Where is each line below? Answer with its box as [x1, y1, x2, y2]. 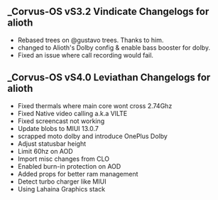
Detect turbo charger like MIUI [17, 177, 107, 186]
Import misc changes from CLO [17, 154, 110, 163]
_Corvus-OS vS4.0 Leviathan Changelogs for [7, 71, 211, 84]
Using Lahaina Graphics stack [17, 184, 105, 193]
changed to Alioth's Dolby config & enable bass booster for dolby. [17, 43, 211, 52]
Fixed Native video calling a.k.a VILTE [17, 109, 128, 117]
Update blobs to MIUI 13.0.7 [17, 124, 99, 132]
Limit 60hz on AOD [17, 147, 73, 155]
